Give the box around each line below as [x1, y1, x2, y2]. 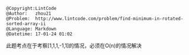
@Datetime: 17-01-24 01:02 [6, 31, 73, 37]
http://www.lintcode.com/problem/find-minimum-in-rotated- [35, 16, 184, 22]
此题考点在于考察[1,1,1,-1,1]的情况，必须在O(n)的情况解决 [6, 42, 142, 49]
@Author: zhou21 [6, 11, 51, 16]
